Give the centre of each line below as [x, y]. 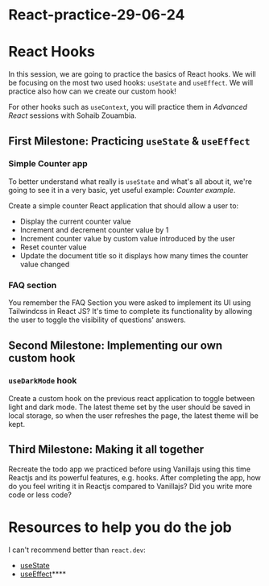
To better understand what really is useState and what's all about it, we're [130, 181]
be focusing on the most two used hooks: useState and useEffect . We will [131, 83]
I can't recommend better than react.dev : [77, 550]
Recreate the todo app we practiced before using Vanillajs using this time [130, 469]
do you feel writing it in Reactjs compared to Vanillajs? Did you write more [130, 486]
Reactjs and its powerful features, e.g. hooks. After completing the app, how [135, 477]
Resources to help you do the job [120, 527]
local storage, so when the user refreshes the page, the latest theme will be [134, 415]
